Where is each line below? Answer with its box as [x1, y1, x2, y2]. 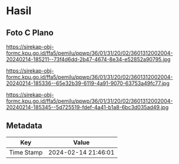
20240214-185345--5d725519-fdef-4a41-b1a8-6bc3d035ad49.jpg [6, 104, 169, 110]
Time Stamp [9, 148, 43, 156]
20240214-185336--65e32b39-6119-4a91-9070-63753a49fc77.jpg [6, 80, 170, 87]
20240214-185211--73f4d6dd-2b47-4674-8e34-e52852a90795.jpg [6, 56, 171, 63]
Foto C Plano [6, 28, 54, 38]
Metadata [6, 121, 43, 131]
